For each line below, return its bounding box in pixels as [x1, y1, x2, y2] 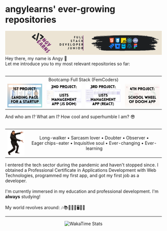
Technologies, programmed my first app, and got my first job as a [5, 172, 139, 178]
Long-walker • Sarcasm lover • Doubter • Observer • [39, 135, 149, 141]
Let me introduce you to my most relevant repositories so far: [5, 61, 130, 67]
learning [85, 145, 103, 151]
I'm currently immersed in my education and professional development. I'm [5, 188, 159, 194]
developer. [5, 178, 27, 184]
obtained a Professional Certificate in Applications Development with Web [5, 167, 157, 173]
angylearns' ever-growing [5, 3, 116, 15]
